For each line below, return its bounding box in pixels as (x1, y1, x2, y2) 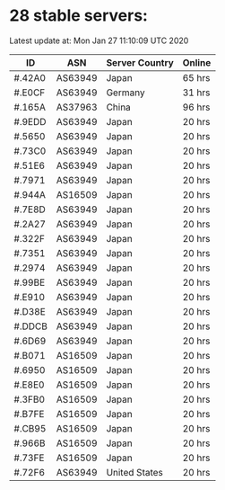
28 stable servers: (9, 5, 148, 26)
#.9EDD (13, 115, 47, 128)
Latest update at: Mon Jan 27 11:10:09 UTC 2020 (9, 35, 189, 46)
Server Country (106, 56, 175, 68)
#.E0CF (13, 86, 46, 99)
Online (182, 56, 212, 68)
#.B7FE (13, 407, 45, 420)
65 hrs (182, 71, 211, 84)
